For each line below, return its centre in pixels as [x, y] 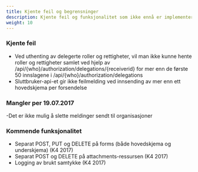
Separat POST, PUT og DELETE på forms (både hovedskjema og [93, 144]
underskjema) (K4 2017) [44, 150]
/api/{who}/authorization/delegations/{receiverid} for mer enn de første [101, 69]
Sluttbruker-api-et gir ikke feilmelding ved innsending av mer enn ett [98, 81]
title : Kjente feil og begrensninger [52, 12]
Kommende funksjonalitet [44, 131]
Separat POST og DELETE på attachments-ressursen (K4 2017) [91, 157]
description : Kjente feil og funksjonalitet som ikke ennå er [84, 17]
